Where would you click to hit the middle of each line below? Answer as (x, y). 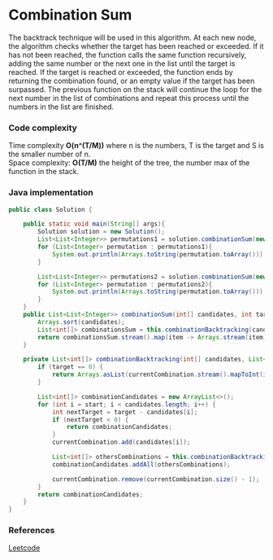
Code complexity (43, 128)
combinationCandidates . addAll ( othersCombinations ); (141, 464)
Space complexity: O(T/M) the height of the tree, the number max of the (129, 163)
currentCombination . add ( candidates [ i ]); (121, 442)
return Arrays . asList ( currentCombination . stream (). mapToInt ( (158, 375)
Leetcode (24, 548)
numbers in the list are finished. (61, 107)
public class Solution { (50, 209)
